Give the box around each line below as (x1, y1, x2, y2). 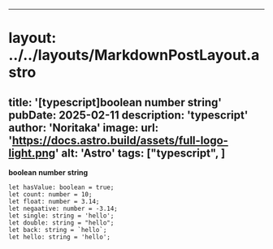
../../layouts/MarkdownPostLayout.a (8, 46, 260, 65)
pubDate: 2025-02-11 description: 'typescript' (8, 108, 249, 122)
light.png (8, 146, 56, 160)
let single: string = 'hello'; (8, 212, 115, 220)
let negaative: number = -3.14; (8, 204, 118, 213)
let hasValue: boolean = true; (8, 183, 115, 191)
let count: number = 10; (8, 191, 93, 199)
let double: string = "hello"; (8, 219, 115, 227)
